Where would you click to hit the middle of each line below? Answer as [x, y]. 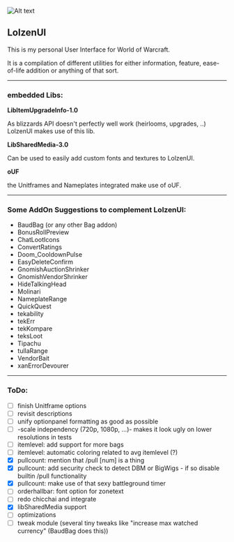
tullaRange [33, 351]
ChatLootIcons [38, 240]
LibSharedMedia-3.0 [38, 145]
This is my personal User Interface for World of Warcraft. [89, 50]
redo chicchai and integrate [57, 499]
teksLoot [30, 336]
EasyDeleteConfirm [45, 262]
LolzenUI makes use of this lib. [51, 131]
